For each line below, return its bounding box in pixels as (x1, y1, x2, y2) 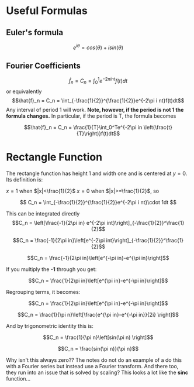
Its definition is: (6, 176, 43, 183)
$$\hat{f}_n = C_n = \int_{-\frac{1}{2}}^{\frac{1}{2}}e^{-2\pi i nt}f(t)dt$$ (12, 97, 185, 104)
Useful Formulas (6, 4, 88, 18)
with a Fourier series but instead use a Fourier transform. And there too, (6, 362, 179, 369)
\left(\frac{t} (143, 124, 173, 131)
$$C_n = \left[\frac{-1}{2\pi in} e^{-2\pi (12, 219, 106, 226)
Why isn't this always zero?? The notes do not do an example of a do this (6, 356, 182, 364)
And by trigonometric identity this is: (6, 322, 93, 329)
